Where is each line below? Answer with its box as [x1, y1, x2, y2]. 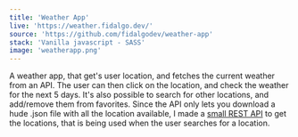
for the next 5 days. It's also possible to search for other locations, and [9, 90, 269, 101]
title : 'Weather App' [9, 12, 90, 22]
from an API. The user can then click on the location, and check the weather [9, 80, 289, 91]
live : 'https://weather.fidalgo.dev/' [9, 21, 153, 30]
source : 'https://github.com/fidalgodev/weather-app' [9, 29, 214, 38]
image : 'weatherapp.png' [9, 46, 102, 55]
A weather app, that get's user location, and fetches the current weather [9, 70, 275, 81]
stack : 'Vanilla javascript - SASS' [9, 37, 145, 47]
